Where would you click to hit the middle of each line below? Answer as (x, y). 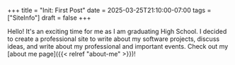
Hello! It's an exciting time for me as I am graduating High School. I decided (117, 31)
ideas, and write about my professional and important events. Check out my (118, 46)
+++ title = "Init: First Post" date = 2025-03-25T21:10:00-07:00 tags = (109, 10)
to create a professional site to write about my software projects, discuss (114, 39)
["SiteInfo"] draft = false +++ (49, 18)
